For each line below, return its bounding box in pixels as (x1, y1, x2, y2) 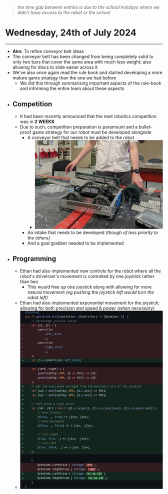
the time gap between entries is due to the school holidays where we (17, 4, 160, 10)
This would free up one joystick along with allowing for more (27, 283, 152, 289)
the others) (27, 234, 50, 240)
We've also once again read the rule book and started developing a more (12, 69, 162, 75)
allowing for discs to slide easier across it (12, 64, 98, 70)
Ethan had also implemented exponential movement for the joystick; (19, 299, 160, 305)
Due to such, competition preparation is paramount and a (19, 123, 138, 129)
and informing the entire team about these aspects (19, 85, 124, 91)
